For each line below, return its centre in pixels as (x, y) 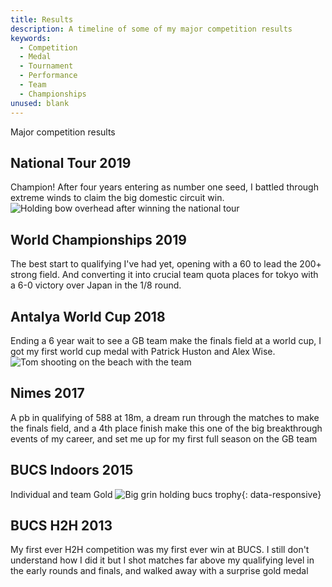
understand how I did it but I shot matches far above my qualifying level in (162, 560)
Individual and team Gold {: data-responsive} (166, 494)
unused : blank (40, 103)
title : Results (42, 19)
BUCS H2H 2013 (61, 525)
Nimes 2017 (47, 393)
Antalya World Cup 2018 (88, 316)
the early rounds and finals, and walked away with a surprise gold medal (159, 571)
